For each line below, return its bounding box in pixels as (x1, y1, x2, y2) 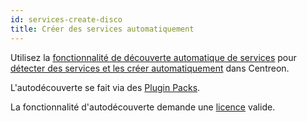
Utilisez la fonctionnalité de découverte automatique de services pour (10, 51, 297, 63)
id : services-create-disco (10, 14, 123, 25)
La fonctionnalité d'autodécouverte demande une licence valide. (10, 101, 276, 113)
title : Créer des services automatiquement (10, 24, 195, 34)
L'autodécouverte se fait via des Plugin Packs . (10, 81, 201, 93)
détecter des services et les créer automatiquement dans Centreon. (10, 62, 290, 74)
